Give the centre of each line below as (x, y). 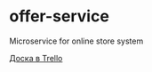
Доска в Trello (36, 58)
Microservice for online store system (76, 41)
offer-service (59, 16)
